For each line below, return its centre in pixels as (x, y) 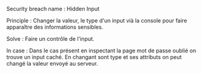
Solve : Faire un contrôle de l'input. (50, 39)
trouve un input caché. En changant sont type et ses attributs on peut (94, 57)
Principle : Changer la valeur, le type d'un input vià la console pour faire (97, 20)
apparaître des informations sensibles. (55, 27)
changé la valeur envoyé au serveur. (52, 64)
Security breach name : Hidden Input (53, 9)
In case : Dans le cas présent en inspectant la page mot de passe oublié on (101, 50)
